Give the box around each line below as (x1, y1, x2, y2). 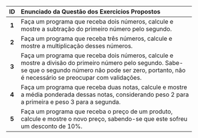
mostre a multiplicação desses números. (21, 42, 133, 50)
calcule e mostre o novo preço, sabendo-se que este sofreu (21, 115, 187, 123)
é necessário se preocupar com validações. (21, 74, 142, 81)
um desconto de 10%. (21, 122, 82, 130)
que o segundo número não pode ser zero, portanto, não (29, 66, 186, 74)
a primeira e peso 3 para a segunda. (21, 98, 121, 106)
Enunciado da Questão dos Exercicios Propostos (21, 8, 161, 15)
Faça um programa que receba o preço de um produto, (21, 107, 173, 116)
